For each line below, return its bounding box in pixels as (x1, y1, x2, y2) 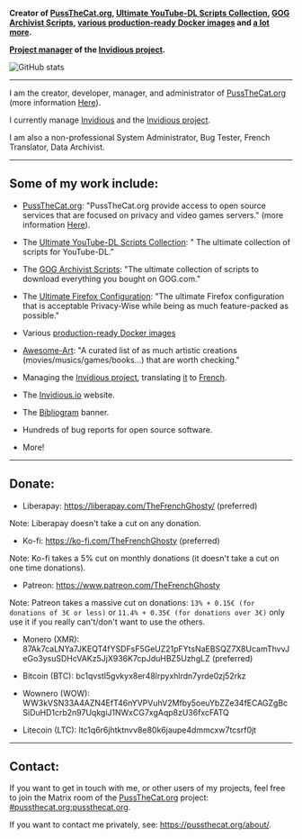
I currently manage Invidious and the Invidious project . (9, 114, 211, 125)
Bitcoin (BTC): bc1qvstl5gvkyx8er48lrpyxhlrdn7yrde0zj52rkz (22, 670, 247, 681)
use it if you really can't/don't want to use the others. (9, 616, 206, 627)
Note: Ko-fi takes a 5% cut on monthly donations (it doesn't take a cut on (9, 552, 280, 563)
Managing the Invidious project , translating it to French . (22, 371, 227, 382)
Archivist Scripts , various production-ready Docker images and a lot (9, 17, 270, 28)
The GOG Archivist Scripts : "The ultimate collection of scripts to (22, 263, 259, 274)
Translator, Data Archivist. (9, 141, 105, 152)
